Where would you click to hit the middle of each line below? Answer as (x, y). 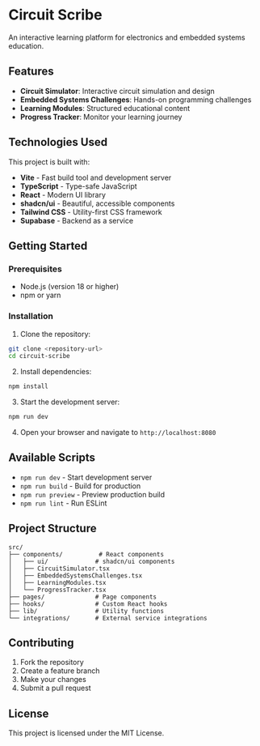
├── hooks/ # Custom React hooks (88, 604)
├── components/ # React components (86, 554)
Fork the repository (52, 663)
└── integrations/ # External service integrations (108, 618)
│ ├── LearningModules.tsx (57, 582)
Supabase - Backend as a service (77, 220)
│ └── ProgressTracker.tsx (57, 590)
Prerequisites (35, 269)
